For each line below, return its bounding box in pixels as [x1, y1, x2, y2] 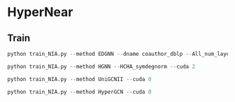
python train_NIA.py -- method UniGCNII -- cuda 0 [7, 75, 152, 82]
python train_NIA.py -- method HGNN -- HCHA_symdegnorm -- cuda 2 [7, 63, 196, 70]
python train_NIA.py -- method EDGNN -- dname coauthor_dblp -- [7, 50, 192, 57]
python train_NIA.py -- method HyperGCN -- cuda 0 [7, 88, 152, 95]
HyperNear [7, 4, 73, 20]
